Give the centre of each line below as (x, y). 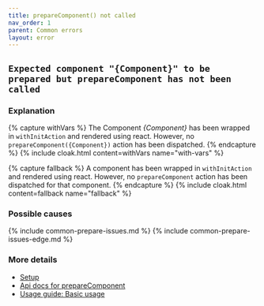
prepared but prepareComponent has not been (120, 78)
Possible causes (40, 214)
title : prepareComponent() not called (72, 15)
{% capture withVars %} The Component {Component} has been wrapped (129, 128)
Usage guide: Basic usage (62, 293)
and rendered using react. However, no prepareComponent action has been (128, 176)
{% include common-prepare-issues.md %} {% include (98, 231)
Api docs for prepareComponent (72, 285)
